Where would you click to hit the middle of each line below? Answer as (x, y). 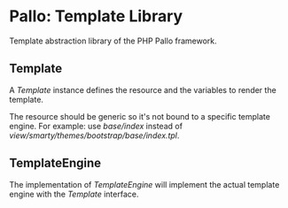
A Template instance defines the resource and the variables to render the (143, 89)
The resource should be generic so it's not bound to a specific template (140, 116)
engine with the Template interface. (74, 194)
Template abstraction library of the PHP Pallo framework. (113, 41)
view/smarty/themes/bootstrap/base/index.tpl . (94, 135)
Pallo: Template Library (96, 16)
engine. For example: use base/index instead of (96, 126)
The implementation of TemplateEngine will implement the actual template (144, 184)
